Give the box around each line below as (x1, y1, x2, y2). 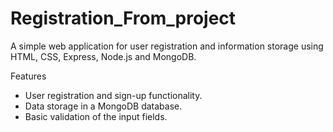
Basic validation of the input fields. (24, 110, 168, 122)
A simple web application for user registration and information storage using (10, 40, 324, 52)
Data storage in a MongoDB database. (24, 100, 183, 112)
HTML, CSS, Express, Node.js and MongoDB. (10, 50, 197, 62)
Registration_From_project (10, 7, 237, 30)
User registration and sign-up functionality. (24, 89, 203, 101)
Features (10, 70, 47, 82)
